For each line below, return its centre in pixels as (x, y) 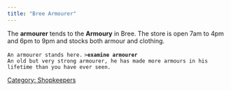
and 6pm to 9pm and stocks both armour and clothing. (86, 41)
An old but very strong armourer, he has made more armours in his (108, 61)
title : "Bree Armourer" (42, 14)
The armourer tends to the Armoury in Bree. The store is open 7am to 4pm (115, 33)
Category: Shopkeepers (42, 80)
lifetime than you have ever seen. (59, 67)
